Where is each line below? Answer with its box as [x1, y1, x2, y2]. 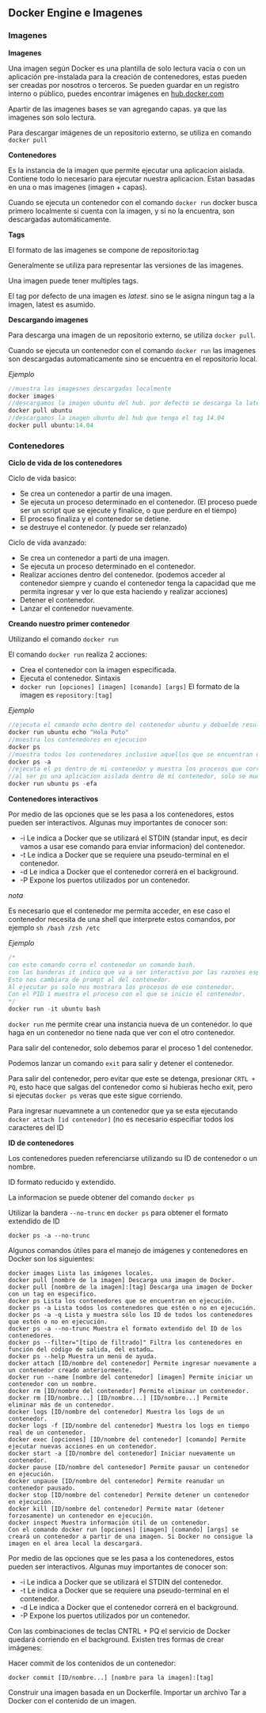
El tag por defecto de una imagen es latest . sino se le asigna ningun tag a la [8, 291, 255, 300]
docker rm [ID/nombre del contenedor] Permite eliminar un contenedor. [8, 1388, 249, 1395]
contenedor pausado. [8, 1484, 77, 1492]
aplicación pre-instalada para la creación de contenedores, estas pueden [8, 71, 247, 82]
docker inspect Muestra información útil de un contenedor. [8, 1519, 211, 1527]
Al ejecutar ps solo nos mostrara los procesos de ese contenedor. [8, 983, 236, 991]
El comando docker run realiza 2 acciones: [8, 649, 148, 660]
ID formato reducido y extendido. [8, 1178, 116, 1187]
